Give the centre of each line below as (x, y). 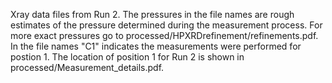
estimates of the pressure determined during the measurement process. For (166, 25)
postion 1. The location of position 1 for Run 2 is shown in (127, 57)
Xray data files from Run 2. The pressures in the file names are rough (152, 14)
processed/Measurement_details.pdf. (87, 67)
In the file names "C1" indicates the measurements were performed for (156, 46)
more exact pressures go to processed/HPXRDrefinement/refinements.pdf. (164, 35)
